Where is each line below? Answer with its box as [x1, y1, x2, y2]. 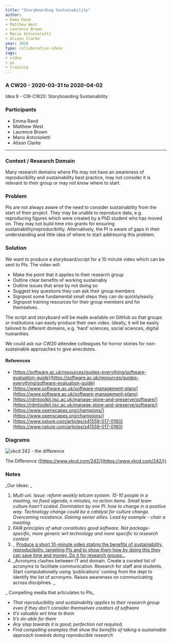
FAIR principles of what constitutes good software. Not [12, 525, 129, 531]
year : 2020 [5, 41, 29, 46]
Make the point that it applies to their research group [12, 271, 124, 278]
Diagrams [5, 436, 30, 443]
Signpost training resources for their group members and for [12, 299, 141, 305]
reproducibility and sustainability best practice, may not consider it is [5, 174, 151, 181]
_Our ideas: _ [5, 482, 32, 489]
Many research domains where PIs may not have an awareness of [5, 169, 144, 175]
